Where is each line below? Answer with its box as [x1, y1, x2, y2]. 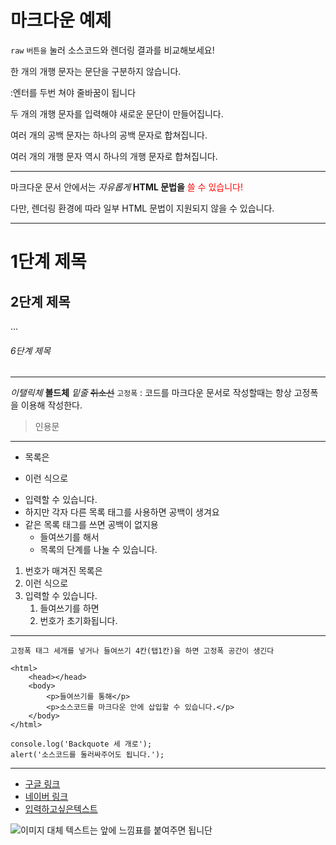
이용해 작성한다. [20, 399, 83, 411]
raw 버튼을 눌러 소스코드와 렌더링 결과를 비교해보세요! [10, 44, 215, 56]
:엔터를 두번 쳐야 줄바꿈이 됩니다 [10, 86, 137, 98]
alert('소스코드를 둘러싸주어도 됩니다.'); [10, 750, 165, 760]
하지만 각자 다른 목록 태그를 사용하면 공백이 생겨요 [24, 506, 220, 518]
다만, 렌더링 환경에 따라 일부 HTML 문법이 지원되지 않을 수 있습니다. [10, 202, 275, 214]
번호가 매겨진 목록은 [24, 565, 103, 577]
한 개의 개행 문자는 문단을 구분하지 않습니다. [10, 65, 182, 77]
